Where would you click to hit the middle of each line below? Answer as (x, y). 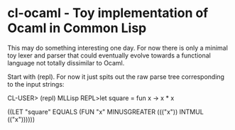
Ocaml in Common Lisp (77, 28)
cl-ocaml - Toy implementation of (108, 13)
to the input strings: (36, 84)
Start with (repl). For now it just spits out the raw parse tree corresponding (116, 77)
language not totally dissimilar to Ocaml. (66, 63)
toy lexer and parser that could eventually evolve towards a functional (109, 55)
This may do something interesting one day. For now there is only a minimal (118, 48)
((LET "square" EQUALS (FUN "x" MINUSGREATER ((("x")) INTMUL (105, 112)
